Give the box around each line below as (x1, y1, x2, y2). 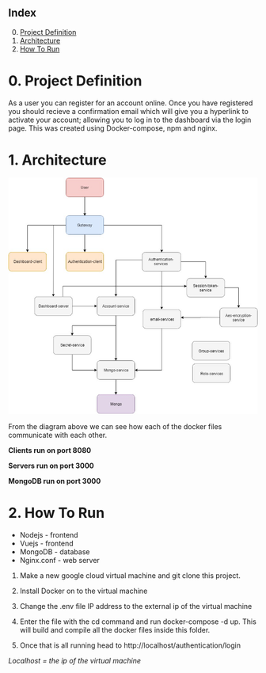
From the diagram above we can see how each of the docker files (8, 422, 222, 432)
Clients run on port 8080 (8, 446, 92, 455)
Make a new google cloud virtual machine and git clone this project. (19, 570, 241, 580)
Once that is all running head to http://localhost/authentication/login (19, 641, 241, 650)
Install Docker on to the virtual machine (19, 586, 148, 595)
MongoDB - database (19, 546, 90, 557)
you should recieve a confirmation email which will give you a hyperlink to (8, 106, 249, 116)
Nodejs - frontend (19, 530, 78, 539)
